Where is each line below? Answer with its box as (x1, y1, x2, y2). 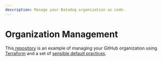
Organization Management (5, 28, 118, 40)
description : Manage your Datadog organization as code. (5, 7, 126, 12)
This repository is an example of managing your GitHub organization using (5, 45, 158, 51)
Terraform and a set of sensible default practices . (5, 50, 107, 56)
